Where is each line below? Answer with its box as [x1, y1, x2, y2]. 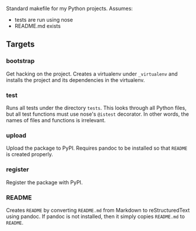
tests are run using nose [14, 16, 73, 23]
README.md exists [14, 23, 61, 29]
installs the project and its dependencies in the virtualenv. [6, 76, 145, 84]
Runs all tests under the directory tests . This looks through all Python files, [6, 104, 187, 111]
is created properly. [6, 151, 54, 158]
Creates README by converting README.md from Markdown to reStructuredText [6, 206, 190, 213]
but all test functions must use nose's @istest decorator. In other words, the [6, 111, 189, 118]
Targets [6, 39, 35, 49]
